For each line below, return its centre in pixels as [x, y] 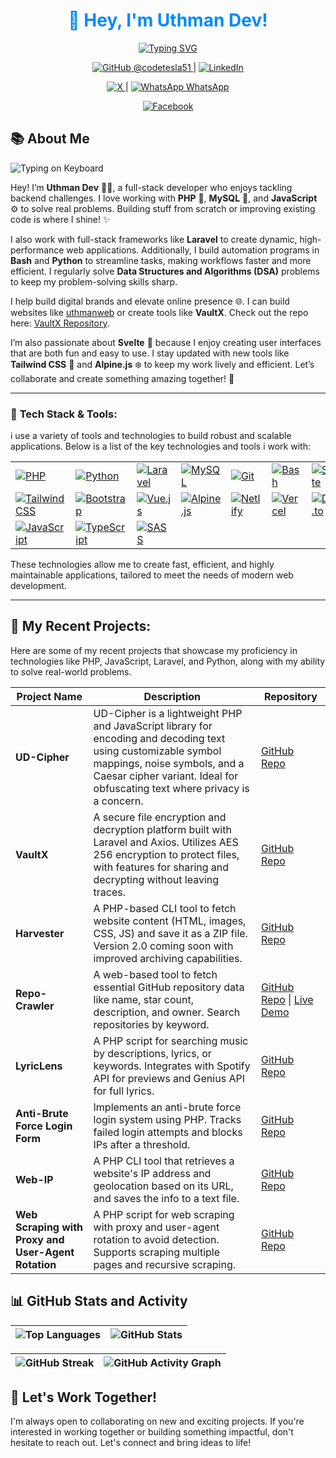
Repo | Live [287, 999]
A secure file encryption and [160, 817]
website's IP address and [152, 1173]
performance [37, 250]
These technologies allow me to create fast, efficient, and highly [142, 565]
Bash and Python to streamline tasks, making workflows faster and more [161, 260]
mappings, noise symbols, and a [169, 763]
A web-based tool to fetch [155, 974]
